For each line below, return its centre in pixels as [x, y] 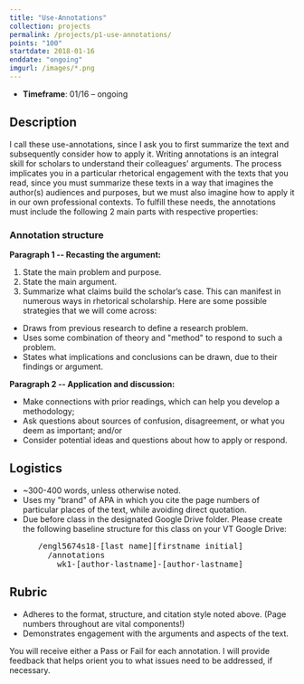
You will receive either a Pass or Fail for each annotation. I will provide [139, 651]
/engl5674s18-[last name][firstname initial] [141, 546]
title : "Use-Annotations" [58, 18]
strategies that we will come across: [89, 310]
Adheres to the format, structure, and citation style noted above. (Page [154, 614]
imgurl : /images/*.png [52, 69]
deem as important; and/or [72, 430]
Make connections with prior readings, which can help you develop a [151, 401]
